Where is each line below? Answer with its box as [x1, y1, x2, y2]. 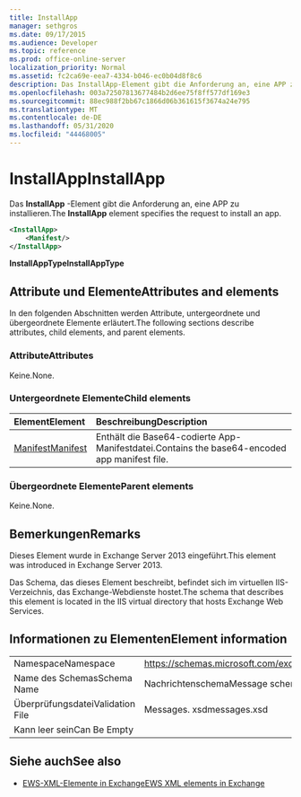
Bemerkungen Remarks [9, 526, 142, 541]
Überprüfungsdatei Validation [13, 697, 136, 710]
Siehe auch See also [9, 754, 122, 769]
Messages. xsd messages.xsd [143, 703, 269, 715]
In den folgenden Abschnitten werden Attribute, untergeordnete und [9, 308, 261, 319]
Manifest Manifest [13, 442, 88, 454]
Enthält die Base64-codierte [95, 430, 217, 442]
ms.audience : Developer [9, 38, 99, 48]
